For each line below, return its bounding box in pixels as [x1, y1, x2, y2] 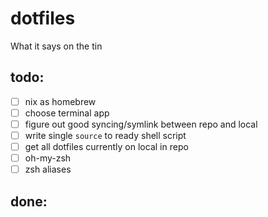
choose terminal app [24, 107, 110, 119]
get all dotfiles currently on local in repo [24, 141, 189, 152]
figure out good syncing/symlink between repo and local [24, 118, 258, 130]
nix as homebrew [24, 95, 97, 107]
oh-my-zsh [24, 152, 72, 164]
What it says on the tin [10, 40, 103, 52]
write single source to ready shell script [24, 129, 187, 141]
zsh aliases [24, 163, 72, 176]
